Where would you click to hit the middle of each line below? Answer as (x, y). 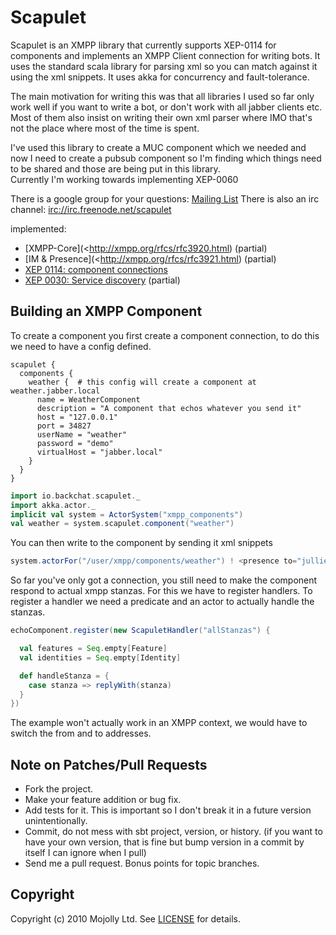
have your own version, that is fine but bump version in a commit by (164, 842)
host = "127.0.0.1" (77, 417)
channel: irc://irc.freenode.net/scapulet (91, 209)
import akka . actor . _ (53, 505)
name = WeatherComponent (88, 399)
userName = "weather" (82, 434)
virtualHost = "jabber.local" (99, 452)
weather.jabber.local (55, 391)
